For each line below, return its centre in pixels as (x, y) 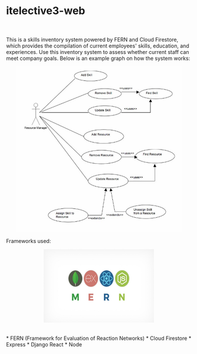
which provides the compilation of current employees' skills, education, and (98, 46)
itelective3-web (46, 11)
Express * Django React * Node (44, 344)
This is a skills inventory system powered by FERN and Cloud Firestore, (92, 39)
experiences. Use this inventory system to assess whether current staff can (98, 52)
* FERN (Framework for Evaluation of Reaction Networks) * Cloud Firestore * (99, 338)
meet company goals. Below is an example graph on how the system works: (98, 58)
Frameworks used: (29, 241)
